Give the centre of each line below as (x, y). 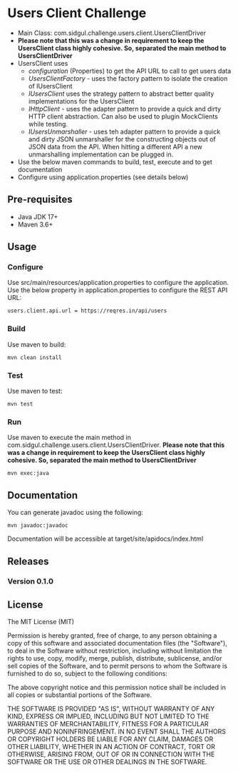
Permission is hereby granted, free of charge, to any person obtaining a (112, 636)
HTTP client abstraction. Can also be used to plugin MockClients (123, 116)
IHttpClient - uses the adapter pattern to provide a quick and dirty (125, 109)
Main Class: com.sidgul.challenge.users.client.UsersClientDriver (112, 33)
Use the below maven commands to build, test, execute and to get (115, 161)
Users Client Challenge (77, 13)
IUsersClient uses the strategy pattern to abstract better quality (121, 94)
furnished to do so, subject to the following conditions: (87, 673)
